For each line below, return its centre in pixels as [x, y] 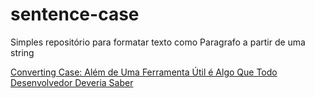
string [22, 52]
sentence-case [75, 14]
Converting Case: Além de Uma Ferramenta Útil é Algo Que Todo [144, 72]
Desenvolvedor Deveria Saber [72, 82]
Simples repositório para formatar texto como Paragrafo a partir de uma [158, 42]
